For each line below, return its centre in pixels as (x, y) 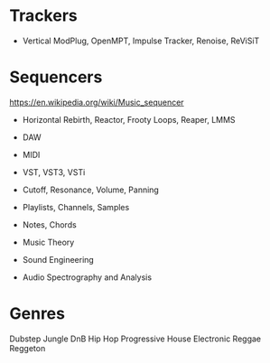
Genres (37, 314)
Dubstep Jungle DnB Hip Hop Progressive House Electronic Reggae (135, 339)
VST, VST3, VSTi (54, 172)
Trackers (44, 16)
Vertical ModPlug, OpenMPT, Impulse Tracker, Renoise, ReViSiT (141, 41)
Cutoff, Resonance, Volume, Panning (91, 190)
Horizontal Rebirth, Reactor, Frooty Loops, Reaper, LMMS (129, 119)
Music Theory (48, 242)
